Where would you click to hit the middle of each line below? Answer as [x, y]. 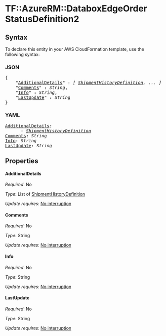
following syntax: [22, 54]
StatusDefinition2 [42, 19]
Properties [22, 161]
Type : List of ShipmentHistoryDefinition [45, 194]
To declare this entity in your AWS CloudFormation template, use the [75, 49]
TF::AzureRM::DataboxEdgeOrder [76, 9]
